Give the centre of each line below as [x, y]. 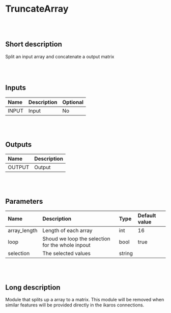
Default [147, 215]
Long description [33, 287]
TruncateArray [37, 9]
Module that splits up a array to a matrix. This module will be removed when [85, 300]
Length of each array [67, 231]
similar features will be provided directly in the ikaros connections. [75, 305]
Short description [34, 44]
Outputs [19, 145]
